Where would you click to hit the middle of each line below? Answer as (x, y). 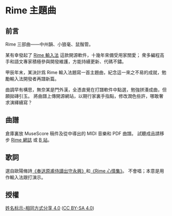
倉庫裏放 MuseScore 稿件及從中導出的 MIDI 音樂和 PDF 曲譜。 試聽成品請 (83, 133)
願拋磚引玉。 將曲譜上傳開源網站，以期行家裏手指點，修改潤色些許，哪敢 (82, 96)
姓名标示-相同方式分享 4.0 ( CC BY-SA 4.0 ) (50, 208)
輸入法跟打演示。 (28, 177)
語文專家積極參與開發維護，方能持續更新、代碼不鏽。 (70, 61)
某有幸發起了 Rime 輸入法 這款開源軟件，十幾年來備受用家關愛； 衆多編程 (83, 55)
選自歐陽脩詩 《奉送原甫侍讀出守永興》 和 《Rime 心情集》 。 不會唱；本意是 (82, 171)
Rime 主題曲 (31, 10)
